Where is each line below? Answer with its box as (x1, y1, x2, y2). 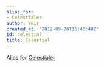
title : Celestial (6, 37, 50, 43)
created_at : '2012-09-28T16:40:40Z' (6, 26, 99, 32)
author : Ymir (6, 20, 40, 26)
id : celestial (6, 32, 43, 38)
